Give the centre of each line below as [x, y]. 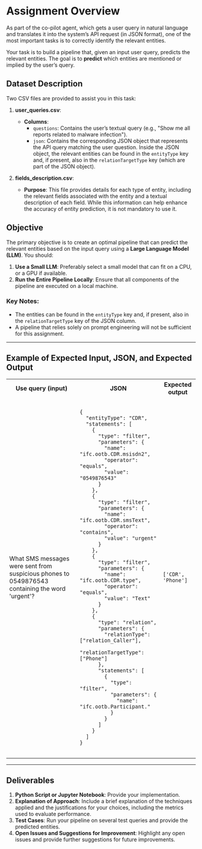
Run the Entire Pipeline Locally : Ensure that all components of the [97, 279]
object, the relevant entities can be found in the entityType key [111, 153]
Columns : [36, 121]
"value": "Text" [127, 598]
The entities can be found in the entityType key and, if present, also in [102, 314]
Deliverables [30, 781]
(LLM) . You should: [30, 255]
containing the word [38, 589]
